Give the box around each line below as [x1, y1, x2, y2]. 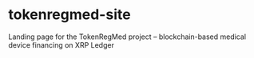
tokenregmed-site [8, 6, 131, 24]
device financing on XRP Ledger [8, 40, 114, 49]
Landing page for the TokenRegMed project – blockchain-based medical [8, 32, 246, 41]
